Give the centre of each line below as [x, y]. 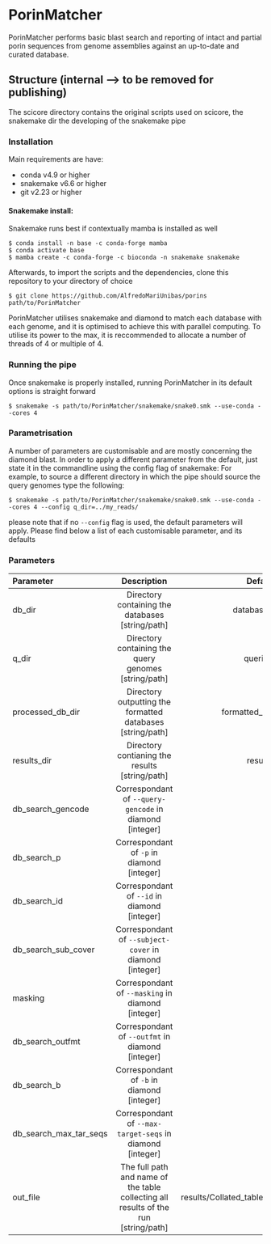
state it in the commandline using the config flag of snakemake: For [120, 468]
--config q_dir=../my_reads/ [90, 507]
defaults [22, 539]
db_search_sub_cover [54, 950]
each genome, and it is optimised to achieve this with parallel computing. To [134, 327]
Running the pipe [42, 365]
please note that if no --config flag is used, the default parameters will [126, 522]
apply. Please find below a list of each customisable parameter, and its [125, 531]
